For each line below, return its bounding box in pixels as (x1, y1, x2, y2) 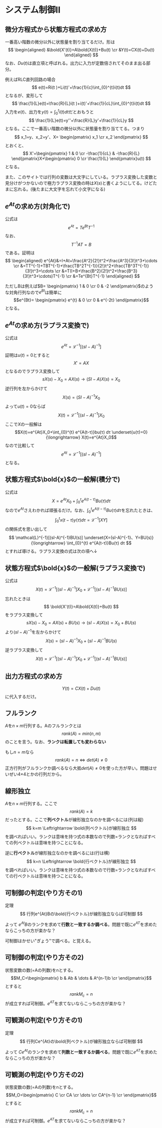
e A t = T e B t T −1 (68, 224, 95, 230)
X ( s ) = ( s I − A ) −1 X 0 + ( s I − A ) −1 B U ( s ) (45, 637, 117, 645)
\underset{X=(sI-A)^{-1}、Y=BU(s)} (84, 535, 154, 540)
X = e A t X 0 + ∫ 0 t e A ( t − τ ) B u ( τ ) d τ (51, 497, 111, 505)
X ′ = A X (73, 360, 89, 366)
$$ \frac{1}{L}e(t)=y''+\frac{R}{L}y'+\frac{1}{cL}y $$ (29, 117, 134, 124)
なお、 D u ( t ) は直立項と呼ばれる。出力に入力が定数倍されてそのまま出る (5, 60, 147, 66)
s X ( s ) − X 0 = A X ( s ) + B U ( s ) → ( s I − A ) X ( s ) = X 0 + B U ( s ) (26, 620, 136, 627)
